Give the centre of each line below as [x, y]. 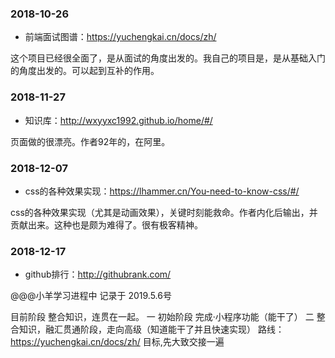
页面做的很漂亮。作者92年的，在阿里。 [90, 141]
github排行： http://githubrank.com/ [98, 274]
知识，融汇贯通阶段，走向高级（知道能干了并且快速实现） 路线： [151, 329]
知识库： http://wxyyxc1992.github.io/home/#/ [118, 120]
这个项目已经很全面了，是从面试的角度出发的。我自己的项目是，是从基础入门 [168, 58]
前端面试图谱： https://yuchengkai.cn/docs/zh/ [120, 37]
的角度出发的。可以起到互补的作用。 [85, 71]
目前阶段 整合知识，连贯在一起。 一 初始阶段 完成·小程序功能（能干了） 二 [162, 317]
